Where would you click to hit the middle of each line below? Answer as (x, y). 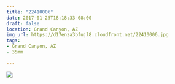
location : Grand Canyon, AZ (42, 29)
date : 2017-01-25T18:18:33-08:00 (49, 18)
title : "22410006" (30, 12)
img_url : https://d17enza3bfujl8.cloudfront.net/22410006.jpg (87, 35)
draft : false (23, 23)
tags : (13, 40)
